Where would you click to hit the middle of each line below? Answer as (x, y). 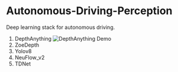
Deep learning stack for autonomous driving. (61, 27)
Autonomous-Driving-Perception (89, 11)
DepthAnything (33, 38)
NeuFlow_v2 (30, 57)
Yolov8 (23, 51)
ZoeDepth (27, 45)
